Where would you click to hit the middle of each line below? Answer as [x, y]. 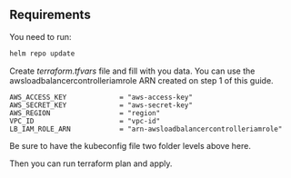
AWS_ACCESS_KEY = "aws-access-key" [101, 97]
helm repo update [42, 54]
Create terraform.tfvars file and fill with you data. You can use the [132, 71]
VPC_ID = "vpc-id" [85, 121]
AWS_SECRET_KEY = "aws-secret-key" [101, 105]
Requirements [50, 15]
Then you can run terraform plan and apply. [91, 163]
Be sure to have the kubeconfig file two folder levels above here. [130, 145]
